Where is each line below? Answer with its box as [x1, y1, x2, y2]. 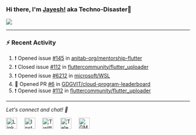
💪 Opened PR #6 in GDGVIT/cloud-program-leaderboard [14, 80, 150, 87]
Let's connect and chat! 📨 [6, 106, 68, 113]
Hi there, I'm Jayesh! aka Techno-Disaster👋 [6, 5, 132, 13]
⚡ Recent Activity [6, 39, 57, 47]
